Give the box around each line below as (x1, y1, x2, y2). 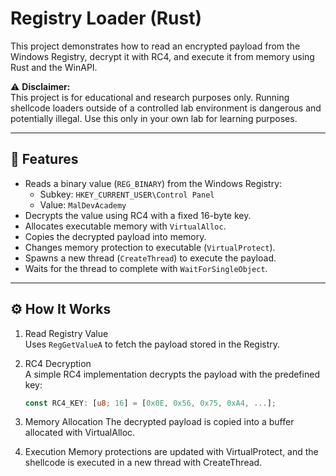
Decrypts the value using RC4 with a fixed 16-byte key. (24, 209, 252, 221)
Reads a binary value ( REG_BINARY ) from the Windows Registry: (24, 177, 283, 189)
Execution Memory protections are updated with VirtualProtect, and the (24, 446, 319, 458)
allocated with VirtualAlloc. (24, 427, 136, 439)
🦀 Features (10, 151, 79, 168)
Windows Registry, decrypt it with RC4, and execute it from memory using (10, 50, 315, 62)
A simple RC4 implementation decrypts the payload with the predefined (24, 368, 320, 380)
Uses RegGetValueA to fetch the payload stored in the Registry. (24, 338, 281, 350)
